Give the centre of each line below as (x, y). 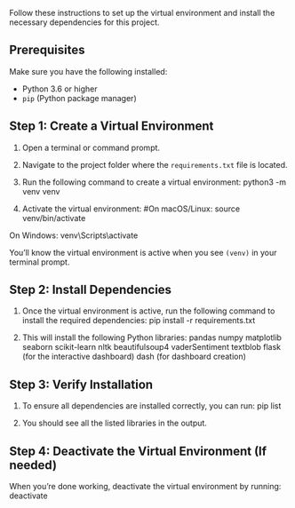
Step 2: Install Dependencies (90, 290)
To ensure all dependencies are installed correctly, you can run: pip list (151, 406)
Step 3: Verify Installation (81, 384)
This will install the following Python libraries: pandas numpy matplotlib (152, 337)
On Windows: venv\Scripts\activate (74, 235)
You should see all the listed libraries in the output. (114, 423)
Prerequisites (47, 50)
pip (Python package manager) (79, 98)
